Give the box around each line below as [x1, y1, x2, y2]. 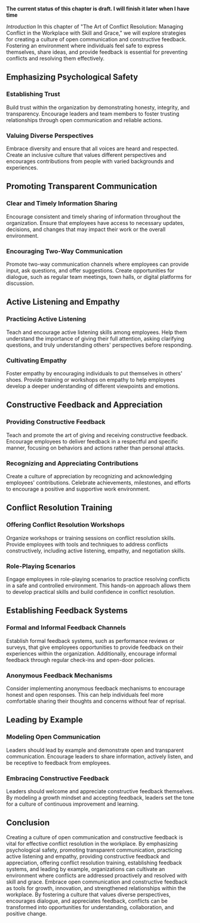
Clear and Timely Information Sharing [6, 199, 118, 208]
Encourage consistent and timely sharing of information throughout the [6, 212, 181, 220]
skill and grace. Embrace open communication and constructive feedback [6, 878, 188, 885]
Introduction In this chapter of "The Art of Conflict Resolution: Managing [6, 23, 184, 30]
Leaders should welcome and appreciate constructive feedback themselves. [6, 787, 194, 795]
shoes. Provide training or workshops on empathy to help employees [6, 376, 176, 383]
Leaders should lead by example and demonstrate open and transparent [6, 746, 184, 754]
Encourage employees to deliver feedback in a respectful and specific [6, 438, 179, 445]
